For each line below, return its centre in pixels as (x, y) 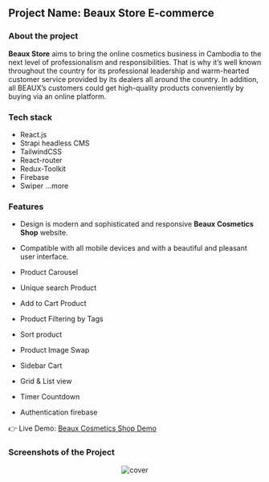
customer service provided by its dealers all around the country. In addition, (134, 79)
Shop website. (44, 233)
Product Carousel (49, 272)
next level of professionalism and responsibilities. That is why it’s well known (135, 62)
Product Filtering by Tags (61, 319)
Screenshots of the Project (61, 452)
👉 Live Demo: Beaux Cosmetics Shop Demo (82, 428)
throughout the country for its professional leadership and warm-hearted (129, 71)
